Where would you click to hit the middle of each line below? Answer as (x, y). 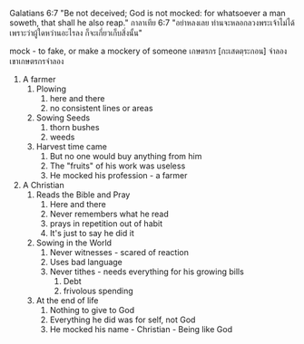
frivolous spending (98, 291)
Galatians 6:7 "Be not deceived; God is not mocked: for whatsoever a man (147, 13)
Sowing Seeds (63, 118)
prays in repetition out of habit (106, 224)
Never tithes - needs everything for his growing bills (147, 272)
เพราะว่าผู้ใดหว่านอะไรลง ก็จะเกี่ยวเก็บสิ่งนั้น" (76, 33)
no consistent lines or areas (101, 108)
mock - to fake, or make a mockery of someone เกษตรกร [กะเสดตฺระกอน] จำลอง (148, 51)
